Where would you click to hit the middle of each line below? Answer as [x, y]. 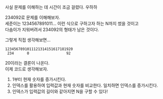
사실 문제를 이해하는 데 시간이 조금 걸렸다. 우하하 [51, 7]
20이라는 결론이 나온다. [27, 63]
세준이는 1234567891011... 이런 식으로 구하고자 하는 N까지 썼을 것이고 [72, 24]
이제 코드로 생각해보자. [27, 69]
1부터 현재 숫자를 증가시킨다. [39, 79]
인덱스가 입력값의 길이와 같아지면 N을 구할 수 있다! [60, 91]
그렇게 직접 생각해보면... [28, 40]
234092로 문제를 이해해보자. [33, 17]
